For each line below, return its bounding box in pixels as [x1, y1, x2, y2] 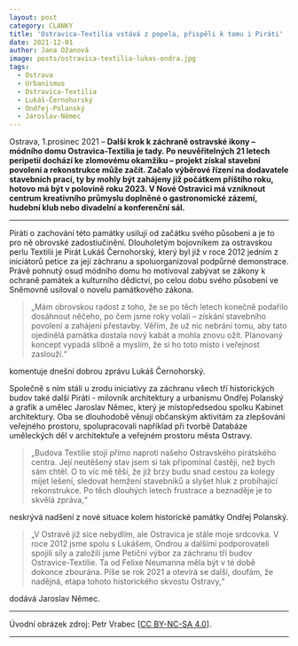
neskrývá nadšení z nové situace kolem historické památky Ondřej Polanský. [9, 512, 289, 523]
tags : [9, 63, 29, 72]
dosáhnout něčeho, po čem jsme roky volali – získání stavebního [30, 311, 267, 322]
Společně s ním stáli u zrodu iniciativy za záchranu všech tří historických [9, 383, 275, 394]
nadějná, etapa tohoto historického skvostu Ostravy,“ [30, 576, 225, 587]
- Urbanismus [17, 79, 66, 88]
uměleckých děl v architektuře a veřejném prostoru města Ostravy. [9, 430, 253, 441]
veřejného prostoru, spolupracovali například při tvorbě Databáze [9, 421, 248, 431]
